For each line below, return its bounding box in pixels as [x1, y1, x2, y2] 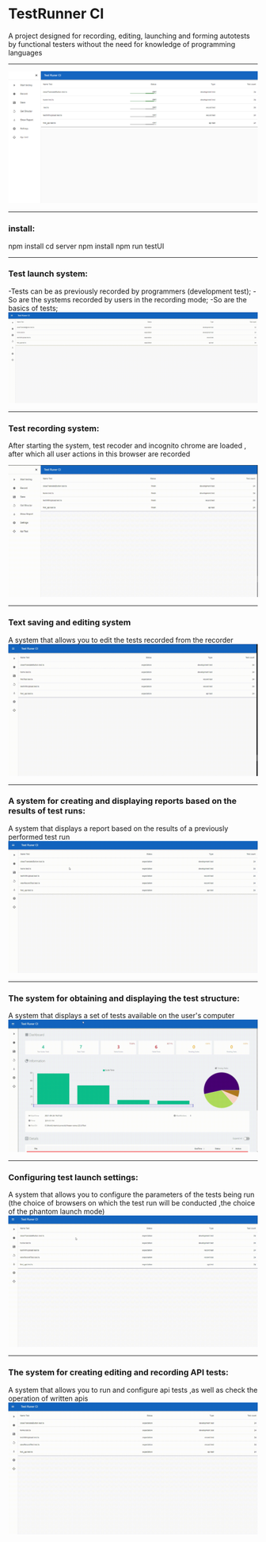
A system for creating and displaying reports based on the [8, 795, 237, 806]
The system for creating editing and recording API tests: [8, 1367, 229, 1378]
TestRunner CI [8, 5, 104, 23]
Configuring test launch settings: [8, 1171, 139, 1182]
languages [8, 48, 43, 57]
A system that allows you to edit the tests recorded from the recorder [8, 635, 234, 644]
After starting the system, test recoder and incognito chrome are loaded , [8, 441, 247, 451]
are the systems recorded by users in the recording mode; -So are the [18, 294, 247, 304]
